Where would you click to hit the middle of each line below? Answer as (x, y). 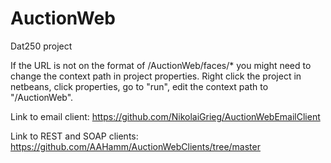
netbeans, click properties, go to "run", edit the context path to (139, 86)
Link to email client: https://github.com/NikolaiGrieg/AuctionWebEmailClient (165, 116)
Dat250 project (41, 46)
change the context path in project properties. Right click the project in (156, 76)
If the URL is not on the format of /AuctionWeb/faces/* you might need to (161, 65)
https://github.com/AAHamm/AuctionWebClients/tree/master (135, 146)
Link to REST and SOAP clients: (74, 136)
